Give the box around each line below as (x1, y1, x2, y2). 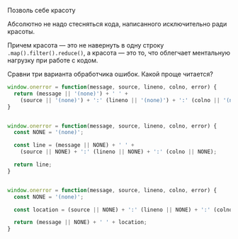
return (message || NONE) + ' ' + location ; (13, 219, 147, 226)
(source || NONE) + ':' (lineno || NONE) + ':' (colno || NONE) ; (20, 148, 217, 155)
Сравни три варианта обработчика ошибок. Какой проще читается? (7, 70, 214, 78)
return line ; (13, 161, 52, 168)
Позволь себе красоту (7, 6, 76, 14)
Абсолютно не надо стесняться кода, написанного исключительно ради (7, 20, 227, 28)
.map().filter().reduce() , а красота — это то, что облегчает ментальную (7, 49, 231, 57)
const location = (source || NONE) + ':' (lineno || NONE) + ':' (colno (13, 206, 233, 213)
